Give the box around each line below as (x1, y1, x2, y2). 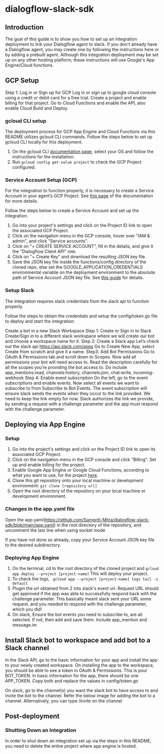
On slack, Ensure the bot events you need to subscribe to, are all (12, 611, 143, 617)
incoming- (133, 369, 154, 375)
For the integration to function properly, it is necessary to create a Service (5, 188, 154, 194)
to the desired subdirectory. (5, 542, 61, 548)
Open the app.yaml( (5, 516, 46, 522)
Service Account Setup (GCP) (5, 177, 77, 183)
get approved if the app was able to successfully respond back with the (12, 590, 157, 596)
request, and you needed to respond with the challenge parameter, (12, 601, 147, 607)
